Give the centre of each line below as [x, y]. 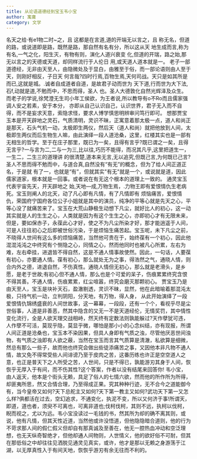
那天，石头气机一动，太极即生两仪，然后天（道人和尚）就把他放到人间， [98, 128]
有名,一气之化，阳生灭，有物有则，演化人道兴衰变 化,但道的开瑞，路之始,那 [96, 55]
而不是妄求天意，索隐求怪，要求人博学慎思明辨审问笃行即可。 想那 [96, 113]
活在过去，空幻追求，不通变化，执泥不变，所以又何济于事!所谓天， [110, 399]
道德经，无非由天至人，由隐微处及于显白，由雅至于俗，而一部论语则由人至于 [98, 69]
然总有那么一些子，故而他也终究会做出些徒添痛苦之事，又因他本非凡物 [91, 348]
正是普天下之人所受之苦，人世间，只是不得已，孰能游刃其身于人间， [103, 362]
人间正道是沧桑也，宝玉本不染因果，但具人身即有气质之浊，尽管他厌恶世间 [96, 333]
